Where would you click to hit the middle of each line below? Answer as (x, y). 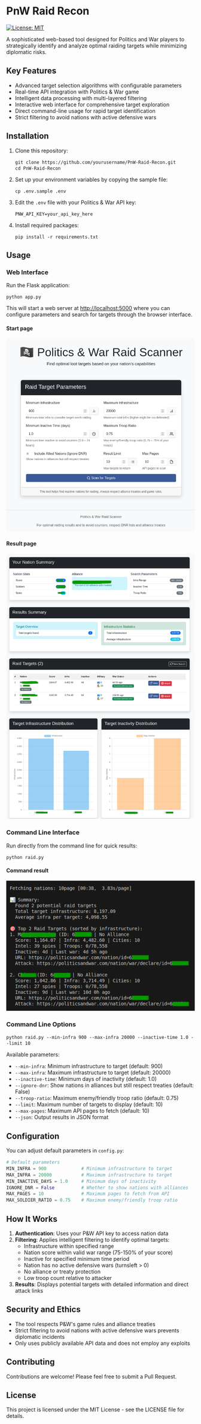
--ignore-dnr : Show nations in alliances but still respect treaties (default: (104, 1085)
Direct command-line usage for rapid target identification (85, 111)
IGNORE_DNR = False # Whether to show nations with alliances (97, 1188)
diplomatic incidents (40, 1336)
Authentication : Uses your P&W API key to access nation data (92, 1233)
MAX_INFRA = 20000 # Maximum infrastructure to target (89, 1175)
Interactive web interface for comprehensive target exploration (92, 104)
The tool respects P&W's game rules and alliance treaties (85, 1324)
